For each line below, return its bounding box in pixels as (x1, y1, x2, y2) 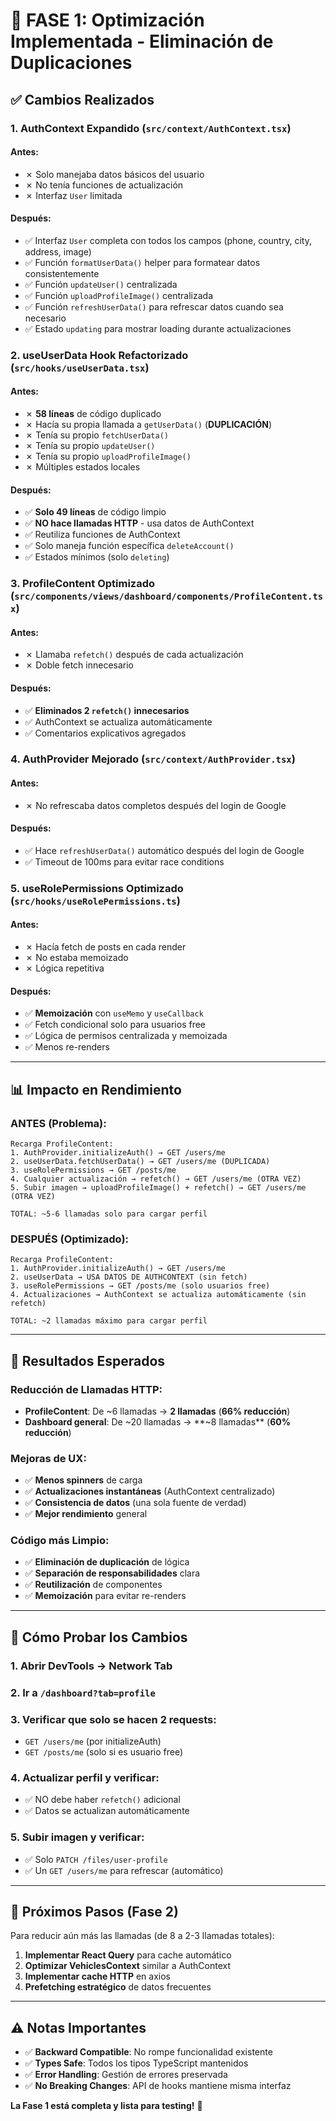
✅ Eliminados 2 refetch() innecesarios (24, 704, 190, 716)
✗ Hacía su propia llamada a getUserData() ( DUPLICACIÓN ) (24, 419, 272, 431)
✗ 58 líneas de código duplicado (24, 408, 162, 420)
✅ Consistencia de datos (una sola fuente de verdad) (24, 1497, 247, 1509)
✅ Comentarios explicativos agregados (24, 727, 187, 739)
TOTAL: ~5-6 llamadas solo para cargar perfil (10, 1209, 208, 1219)
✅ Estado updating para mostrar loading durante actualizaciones (24, 322, 292, 334)
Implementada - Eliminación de (10, 30, 274, 53)
